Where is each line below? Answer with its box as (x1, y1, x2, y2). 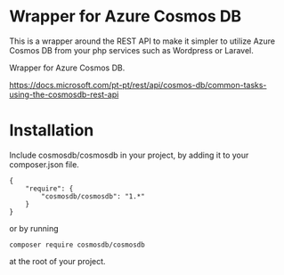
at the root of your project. (9, 255, 106, 266)
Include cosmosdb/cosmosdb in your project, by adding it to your (9, 150, 249, 160)
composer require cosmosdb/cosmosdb (9, 240, 145, 249)
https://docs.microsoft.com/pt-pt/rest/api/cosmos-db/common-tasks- (9, 79, 267, 90)
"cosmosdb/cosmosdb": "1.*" (41, 191, 145, 201)
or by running (9, 222, 60, 233)
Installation (9, 120, 94, 141)
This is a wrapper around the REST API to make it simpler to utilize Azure (9, 36, 276, 46)
